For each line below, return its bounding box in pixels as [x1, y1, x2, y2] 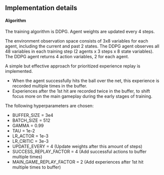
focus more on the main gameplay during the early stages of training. [12, 93, 153, 99]
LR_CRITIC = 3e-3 [12, 138, 49, 144]
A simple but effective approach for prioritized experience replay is [5, 63, 141, 69]
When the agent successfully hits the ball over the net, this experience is [12, 78, 160, 84]
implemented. [5, 68, 33, 74]
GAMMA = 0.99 [12, 122, 44, 129]
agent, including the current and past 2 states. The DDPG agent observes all [5, 43, 160, 49]
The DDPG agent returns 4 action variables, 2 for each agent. [5, 53, 129, 59]
